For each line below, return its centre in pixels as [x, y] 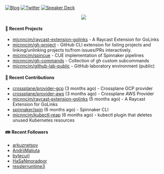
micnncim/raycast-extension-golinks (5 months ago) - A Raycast [79, 99]
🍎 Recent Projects [24, 28]
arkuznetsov [25, 145]
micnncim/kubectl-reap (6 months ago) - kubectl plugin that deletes [82, 115]
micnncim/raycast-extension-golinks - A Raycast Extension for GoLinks [86, 39]
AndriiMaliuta [26, 150]
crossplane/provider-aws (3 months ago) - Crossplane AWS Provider [83, 94]
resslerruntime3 [29, 166]
